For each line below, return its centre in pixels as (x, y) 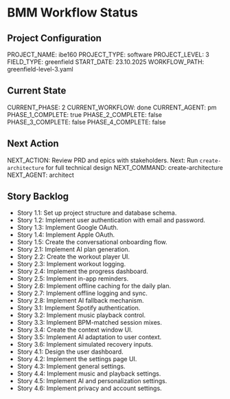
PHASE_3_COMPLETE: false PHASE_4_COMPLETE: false (87, 122)
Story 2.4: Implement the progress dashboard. (83, 271)
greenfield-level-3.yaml (40, 69)
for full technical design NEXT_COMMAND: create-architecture (134, 167)
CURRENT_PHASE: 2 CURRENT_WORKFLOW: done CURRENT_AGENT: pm (112, 107)
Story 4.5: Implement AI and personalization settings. (92, 381)
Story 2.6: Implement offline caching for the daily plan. (94, 286)
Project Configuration (54, 38)
